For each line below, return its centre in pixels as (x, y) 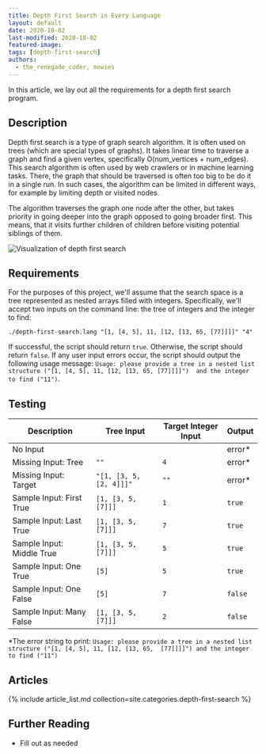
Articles (28, 680)
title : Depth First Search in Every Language (84, 15)
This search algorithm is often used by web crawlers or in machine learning (131, 167)
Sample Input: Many (49, 612)
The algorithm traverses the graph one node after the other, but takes (122, 208)
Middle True (34, 554)
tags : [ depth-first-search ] (55, 52)
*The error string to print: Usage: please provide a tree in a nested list (130, 642)
